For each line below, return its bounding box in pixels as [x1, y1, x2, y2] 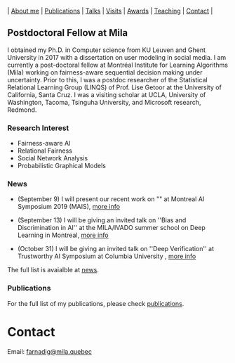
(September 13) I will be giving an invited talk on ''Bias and [17, 216, 187, 224]
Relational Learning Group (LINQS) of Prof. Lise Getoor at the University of [7, 83, 222, 91]
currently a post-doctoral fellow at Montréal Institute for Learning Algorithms [7, 60, 228, 69]
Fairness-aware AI [17, 139, 71, 148]
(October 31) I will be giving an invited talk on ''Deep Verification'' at [17, 245, 214, 253]
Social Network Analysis [17, 154, 88, 163]
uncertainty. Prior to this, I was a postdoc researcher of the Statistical [7, 75, 208, 84]
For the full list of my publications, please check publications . [7, 299, 184, 307]
